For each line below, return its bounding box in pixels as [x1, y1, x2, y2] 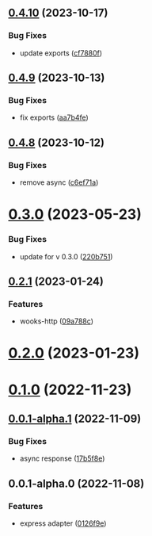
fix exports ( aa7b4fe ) [19, 113, 89, 122]
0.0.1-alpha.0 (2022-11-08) [8, 477, 145, 490]
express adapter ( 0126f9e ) [19, 519, 107, 528]
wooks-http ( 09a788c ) [19, 316, 93, 326]
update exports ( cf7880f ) [19, 48, 103, 58]
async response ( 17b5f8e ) [19, 454, 105, 463]
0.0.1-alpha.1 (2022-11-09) [8, 412, 142, 425]
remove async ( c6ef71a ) [19, 178, 99, 187]
